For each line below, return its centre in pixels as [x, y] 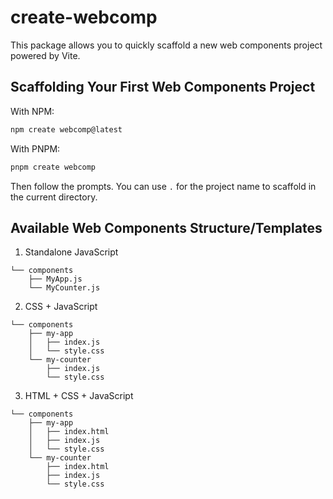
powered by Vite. [45, 55]
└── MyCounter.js [64, 288]
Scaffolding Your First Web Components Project [163, 87]
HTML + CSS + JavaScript [79, 396]
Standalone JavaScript [71, 252]
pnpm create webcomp [53, 167]
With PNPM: [35, 148]
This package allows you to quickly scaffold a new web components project [166, 45]
